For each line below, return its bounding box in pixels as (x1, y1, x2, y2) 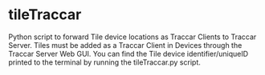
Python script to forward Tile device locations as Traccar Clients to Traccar (8, 32, 257, 41)
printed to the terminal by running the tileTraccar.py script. (8, 57, 201, 67)
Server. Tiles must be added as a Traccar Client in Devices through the (8, 40, 243, 49)
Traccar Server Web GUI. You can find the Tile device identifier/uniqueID (8, 49, 249, 58)
